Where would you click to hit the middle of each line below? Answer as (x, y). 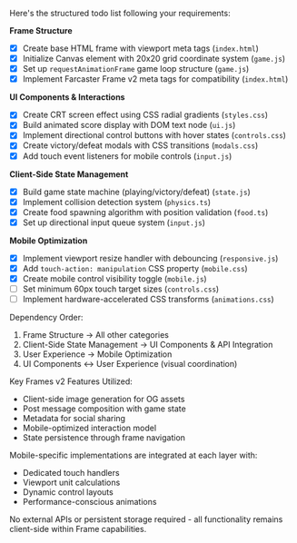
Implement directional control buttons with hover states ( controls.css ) (154, 135)
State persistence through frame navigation (104, 438)
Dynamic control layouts (68, 492)
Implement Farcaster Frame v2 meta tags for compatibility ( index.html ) (155, 79)
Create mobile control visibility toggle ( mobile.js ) (114, 278)
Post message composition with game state (104, 409)
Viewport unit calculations (71, 483)
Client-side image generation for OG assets (104, 400)
